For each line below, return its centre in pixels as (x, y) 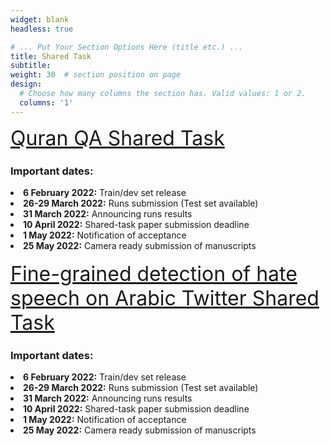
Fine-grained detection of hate (154, 273)
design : (26, 84)
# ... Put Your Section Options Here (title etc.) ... (127, 47)
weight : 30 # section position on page (96, 75)
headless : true (42, 29)
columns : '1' (46, 102)
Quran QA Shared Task (117, 138)
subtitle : (31, 66)
